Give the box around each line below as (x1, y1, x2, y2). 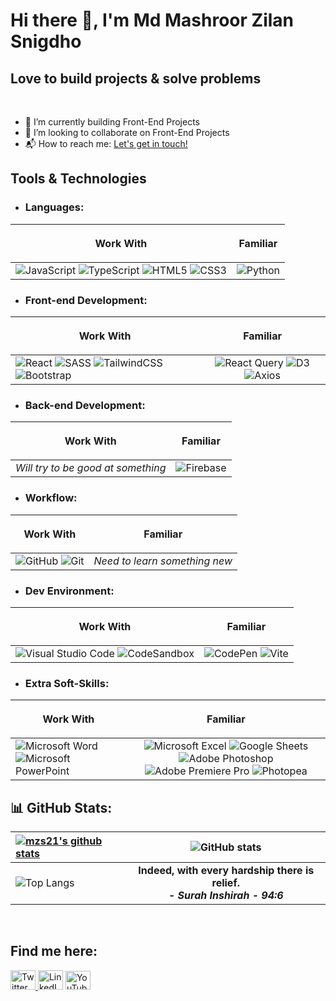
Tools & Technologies (10, 170, 147, 188)
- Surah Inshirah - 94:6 (168, 888, 284, 902)
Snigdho (10, 30, 82, 53)
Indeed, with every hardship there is (138, 863, 315, 877)
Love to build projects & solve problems (10, 70, 262, 87)
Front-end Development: (24, 293, 148, 307)
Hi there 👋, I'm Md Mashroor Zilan (10, 9, 295, 32)
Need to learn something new (93, 554, 233, 568)
